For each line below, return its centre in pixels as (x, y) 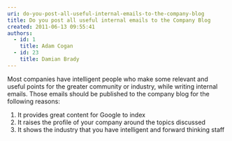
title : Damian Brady (50, 59)
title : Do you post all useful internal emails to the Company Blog (109, 20)
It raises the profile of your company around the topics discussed (111, 122)
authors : (20, 33)
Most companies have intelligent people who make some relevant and (108, 79)
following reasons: (34, 101)
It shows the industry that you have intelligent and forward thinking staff (121, 129)
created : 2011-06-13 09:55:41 (51, 27)
